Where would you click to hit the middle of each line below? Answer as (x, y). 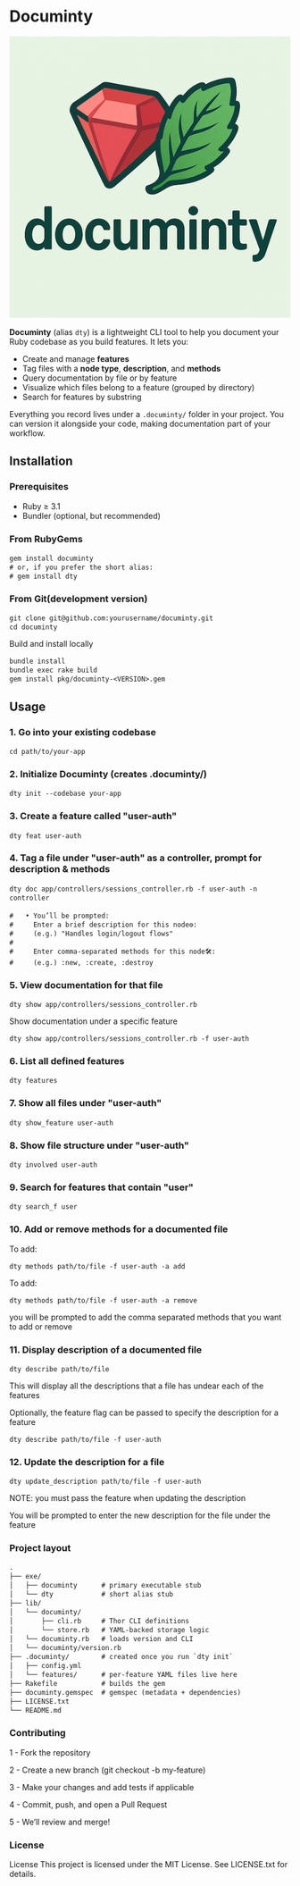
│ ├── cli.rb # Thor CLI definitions (100, 1622)
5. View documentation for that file (86, 985)
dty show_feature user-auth (62, 1123)
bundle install (37, 662)
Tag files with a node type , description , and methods (121, 368)
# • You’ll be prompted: (59, 916)
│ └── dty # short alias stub (92, 1595)
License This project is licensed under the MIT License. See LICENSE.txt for (149, 1865)
